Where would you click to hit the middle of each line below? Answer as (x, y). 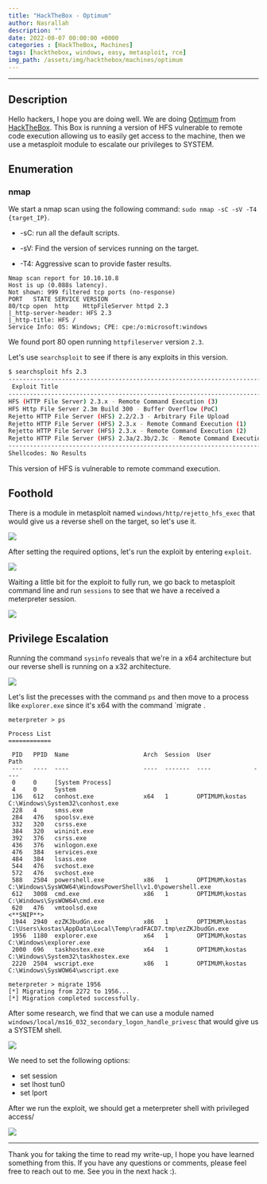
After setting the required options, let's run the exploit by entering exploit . (130, 551)
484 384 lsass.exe (49, 859)
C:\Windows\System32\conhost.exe (64, 803)
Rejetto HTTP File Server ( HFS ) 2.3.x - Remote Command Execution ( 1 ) (128, 424)
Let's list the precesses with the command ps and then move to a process (128, 696)
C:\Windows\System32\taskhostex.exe (69, 956)
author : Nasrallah (39, 23)
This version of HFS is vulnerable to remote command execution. (114, 468)
